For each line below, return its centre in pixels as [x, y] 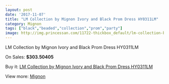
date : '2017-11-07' [26, 14]
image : [12, 33]
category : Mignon [23, 24]
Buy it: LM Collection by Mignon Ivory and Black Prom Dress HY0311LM [79, 66]
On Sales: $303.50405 [29, 57]
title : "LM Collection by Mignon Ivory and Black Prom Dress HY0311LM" [82, 19]
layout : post [19, 10]
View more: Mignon [25, 76]
